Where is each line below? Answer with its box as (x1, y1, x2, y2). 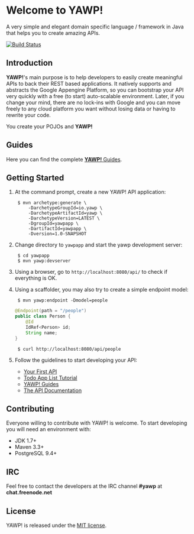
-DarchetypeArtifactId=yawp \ (28, 211, 103, 216)
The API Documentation (23, 387, 82, 394)
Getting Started (6, 173, 64, 183)
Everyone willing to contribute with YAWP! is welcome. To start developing (6, 419, 187, 426)
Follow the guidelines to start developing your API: (14, 356, 138, 364)
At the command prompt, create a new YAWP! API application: (14, 189, 166, 196)
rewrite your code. (6, 111, 51, 118)
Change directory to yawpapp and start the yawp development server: (14, 241, 183, 248)
